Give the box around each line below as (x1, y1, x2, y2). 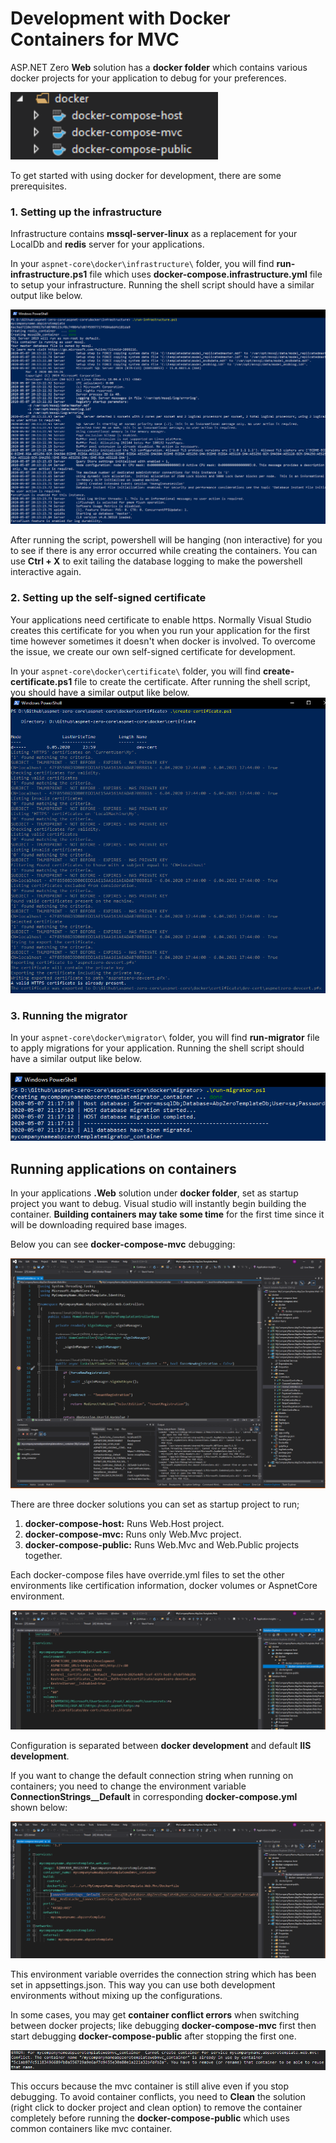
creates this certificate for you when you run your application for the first (10, 624, 311, 636)
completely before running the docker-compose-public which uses (10, 2112, 290, 2124)
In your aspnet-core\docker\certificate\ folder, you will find (10, 665, 262, 677)
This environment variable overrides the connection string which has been (10, 1968, 317, 1980)
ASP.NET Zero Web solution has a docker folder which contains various (10, 61, 308, 73)
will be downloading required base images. (10, 1218, 188, 1231)
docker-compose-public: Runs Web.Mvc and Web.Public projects (24, 1538, 300, 1551)
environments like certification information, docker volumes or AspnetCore (10, 1579, 318, 1591)
